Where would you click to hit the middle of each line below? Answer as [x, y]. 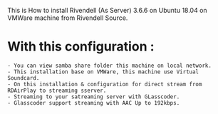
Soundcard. [24, 78]
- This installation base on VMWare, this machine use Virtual [103, 72]
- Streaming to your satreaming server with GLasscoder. [94, 97]
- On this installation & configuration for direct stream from [105, 84]
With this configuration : [81, 47]
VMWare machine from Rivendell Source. [68, 18]
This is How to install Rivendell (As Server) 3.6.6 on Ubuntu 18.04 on [108, 10]
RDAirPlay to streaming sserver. [57, 90]
